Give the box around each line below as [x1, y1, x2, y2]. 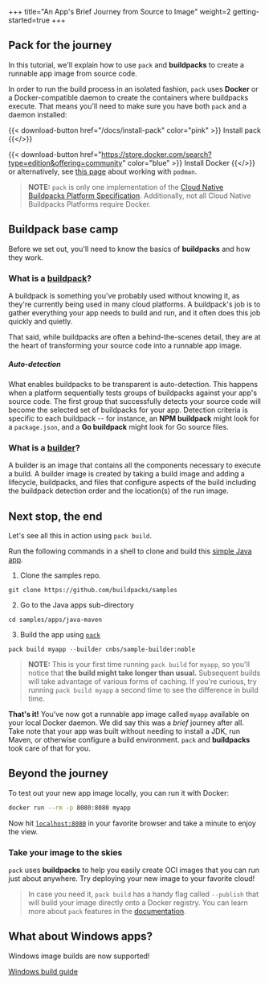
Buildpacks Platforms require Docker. [27, 199, 151, 208]
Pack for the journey [8, 39, 112, 52]
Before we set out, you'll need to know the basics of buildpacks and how [8, 244, 251, 253]
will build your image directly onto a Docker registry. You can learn [27, 897, 249, 908]
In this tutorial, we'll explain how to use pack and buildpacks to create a [8, 60, 245, 69]
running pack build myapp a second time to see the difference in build [27, 686, 259, 694]
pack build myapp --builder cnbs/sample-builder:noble [8, 645, 196, 653]
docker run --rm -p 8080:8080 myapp [8, 804, 131, 812]
